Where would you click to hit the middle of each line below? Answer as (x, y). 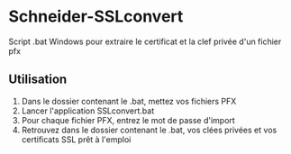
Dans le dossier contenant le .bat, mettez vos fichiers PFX (129, 101)
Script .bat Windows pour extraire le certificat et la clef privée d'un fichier (145, 41)
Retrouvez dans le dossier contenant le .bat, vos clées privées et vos (149, 130)
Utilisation (38, 80)
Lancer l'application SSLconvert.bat (88, 111)
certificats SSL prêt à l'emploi (76, 139)
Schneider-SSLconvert (96, 17)
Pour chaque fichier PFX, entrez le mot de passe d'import (128, 120)
